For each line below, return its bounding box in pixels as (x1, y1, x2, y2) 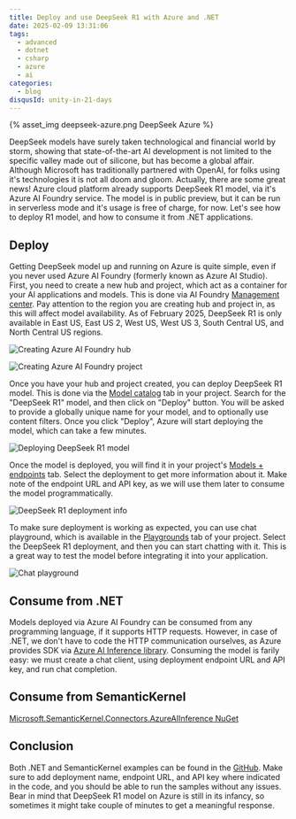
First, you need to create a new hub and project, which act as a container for (9, 280, 288, 290)
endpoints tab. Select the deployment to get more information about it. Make (9, 469, 287, 480)
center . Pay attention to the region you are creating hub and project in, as (9, 298, 276, 310)
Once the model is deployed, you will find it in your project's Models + (9, 460, 264, 470)
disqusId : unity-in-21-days (9, 95, 113, 104)
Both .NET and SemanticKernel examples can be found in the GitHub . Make (9, 762, 284, 773)
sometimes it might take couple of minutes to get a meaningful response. (9, 800, 276, 810)
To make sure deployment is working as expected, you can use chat (9, 522, 257, 533)
